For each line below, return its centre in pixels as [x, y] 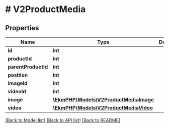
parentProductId [28, 67]
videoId [17, 91]
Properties [22, 28]
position [18, 75]
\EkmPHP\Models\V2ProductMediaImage [103, 100]
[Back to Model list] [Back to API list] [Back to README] [63, 120]
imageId [18, 83]
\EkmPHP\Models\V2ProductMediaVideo [103, 108]
